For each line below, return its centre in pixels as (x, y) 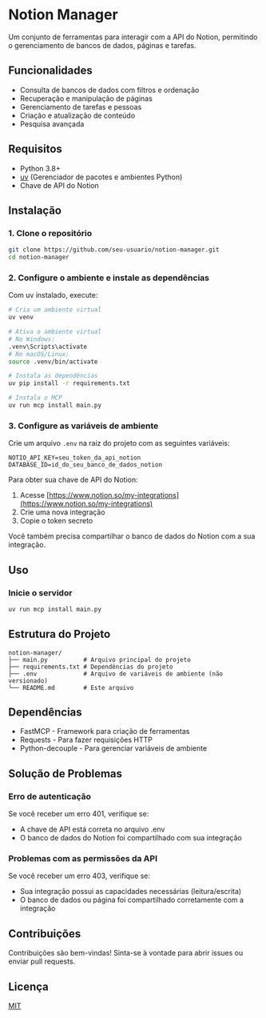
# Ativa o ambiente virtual (55, 332)
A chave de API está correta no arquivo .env (92, 829)
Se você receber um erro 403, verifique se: (79, 876)
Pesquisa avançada (52, 124)
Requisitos (35, 149)
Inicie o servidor (40, 592)
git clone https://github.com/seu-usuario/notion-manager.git (114, 250)
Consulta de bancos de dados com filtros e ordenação (109, 90)
